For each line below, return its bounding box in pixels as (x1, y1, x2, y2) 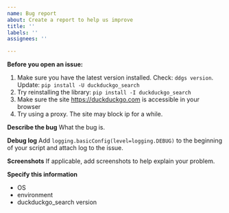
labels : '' (7, 29, 38, 36)
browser (16, 103, 41, 111)
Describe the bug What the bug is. (7, 123, 106, 131)
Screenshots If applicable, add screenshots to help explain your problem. (7, 157, 215, 165)
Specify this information (7, 171, 77, 179)
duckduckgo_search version (16, 198, 97, 206)
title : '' (7, 23, 36, 29)
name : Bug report (7, 10, 57, 17)
